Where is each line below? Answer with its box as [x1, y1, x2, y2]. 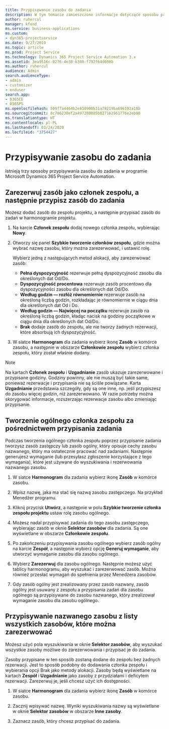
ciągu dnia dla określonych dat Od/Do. [20, 318, 100, 325]
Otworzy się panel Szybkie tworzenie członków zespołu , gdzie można [12, 240, 160, 246]
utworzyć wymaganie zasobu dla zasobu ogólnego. [12, 551, 120, 557]
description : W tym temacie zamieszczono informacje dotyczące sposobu [5, 12, 158, 17]
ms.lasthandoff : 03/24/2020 [5, 125, 64, 130]
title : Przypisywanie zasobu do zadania [5, 7, 92, 13]
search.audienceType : [5, 73, 51, 78]
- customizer [5, 82, 33, 87]
